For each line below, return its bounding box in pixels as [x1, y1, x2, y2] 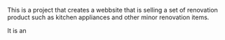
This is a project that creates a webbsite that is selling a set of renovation [7, 6, 219, 14]
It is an [7, 27, 27, 34]
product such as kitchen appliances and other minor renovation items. [7, 13, 210, 21]
